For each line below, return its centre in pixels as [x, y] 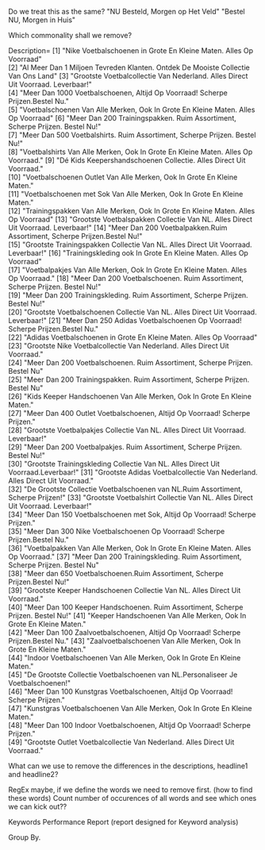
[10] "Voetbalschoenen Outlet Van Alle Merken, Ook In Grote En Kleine [123, 177]
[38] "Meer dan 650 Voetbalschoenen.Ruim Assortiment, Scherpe [116, 573]
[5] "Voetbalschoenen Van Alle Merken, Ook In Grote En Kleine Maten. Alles [132, 110]
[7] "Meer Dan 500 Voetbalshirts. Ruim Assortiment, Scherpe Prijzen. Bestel [132, 135]
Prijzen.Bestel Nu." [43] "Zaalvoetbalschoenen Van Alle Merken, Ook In [125, 641]
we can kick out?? [38, 806]
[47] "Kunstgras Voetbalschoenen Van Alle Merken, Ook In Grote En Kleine [130, 708]
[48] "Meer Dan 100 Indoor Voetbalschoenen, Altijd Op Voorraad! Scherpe [130, 725]
